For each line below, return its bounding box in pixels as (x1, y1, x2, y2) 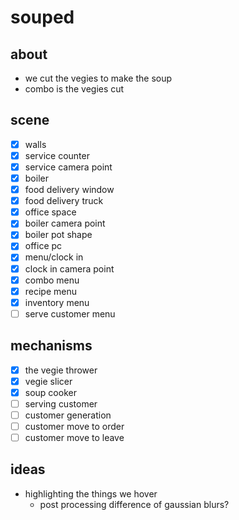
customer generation (24, 409, 112, 421)
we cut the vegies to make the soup (24, 72, 173, 84)
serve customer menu (24, 307, 116, 320)
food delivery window (24, 184, 115, 196)
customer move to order (24, 420, 125, 432)
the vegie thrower (24, 364, 98, 376)
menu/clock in (24, 251, 84, 263)
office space (24, 206, 77, 218)
